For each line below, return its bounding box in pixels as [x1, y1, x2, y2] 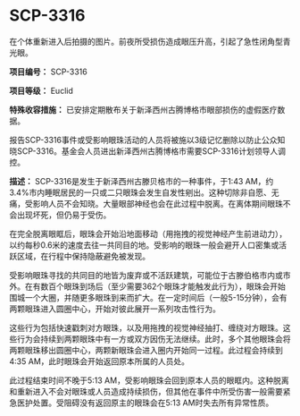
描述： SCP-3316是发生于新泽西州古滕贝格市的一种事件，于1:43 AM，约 [9, 175, 274, 186]
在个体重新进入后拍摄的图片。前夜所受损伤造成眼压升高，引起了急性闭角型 [9, 36, 283, 47]
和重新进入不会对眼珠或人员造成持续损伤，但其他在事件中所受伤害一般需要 [9, 386, 283, 396]
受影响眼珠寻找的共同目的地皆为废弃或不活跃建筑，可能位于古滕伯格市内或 [9, 269, 283, 280]
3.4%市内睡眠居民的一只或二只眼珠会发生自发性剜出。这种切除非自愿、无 [9, 187, 279, 198]
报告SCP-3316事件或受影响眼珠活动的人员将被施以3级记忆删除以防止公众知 [9, 134, 286, 145]
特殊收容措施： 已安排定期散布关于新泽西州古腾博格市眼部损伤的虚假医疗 [9, 104, 278, 115]
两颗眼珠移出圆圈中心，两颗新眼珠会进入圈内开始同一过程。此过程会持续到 [9, 344, 283, 355]
